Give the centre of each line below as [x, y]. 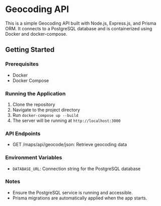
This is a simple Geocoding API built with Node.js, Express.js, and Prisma [81, 23]
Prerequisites [22, 64]
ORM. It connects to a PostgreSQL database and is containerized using [79, 28]
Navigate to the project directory [46, 110]
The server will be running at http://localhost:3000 [66, 120]
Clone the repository [34, 104]
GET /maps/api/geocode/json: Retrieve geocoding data [70, 145]
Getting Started [30, 50]
